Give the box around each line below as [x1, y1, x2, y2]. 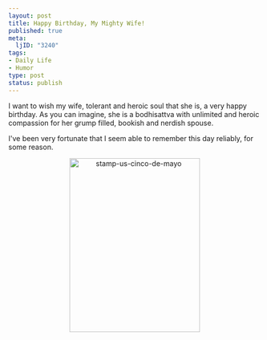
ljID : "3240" [15, 42, 59, 50]
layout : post [8, 11, 52, 20]
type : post [8, 71, 45, 79]
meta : [8, 34, 26, 42]
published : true [8, 26, 63, 34]
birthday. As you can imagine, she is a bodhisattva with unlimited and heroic [8, 109, 260, 119]
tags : [8, 49, 26, 57]
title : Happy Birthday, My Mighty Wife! [8, 19, 146, 27]
